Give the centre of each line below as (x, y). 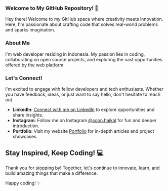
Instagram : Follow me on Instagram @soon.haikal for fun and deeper (85, 120)
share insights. (28, 115)
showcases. (25, 136)
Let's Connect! (24, 78)
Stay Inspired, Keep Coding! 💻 (54, 153)
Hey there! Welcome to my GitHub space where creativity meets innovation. (84, 19)
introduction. (26, 126)
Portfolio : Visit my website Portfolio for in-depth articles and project (83, 131)
